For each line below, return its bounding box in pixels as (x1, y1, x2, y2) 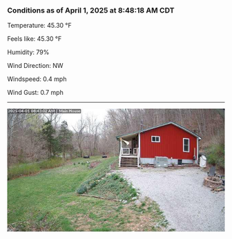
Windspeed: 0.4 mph (7, 75, 67, 83)
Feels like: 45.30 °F (7, 35, 62, 43)
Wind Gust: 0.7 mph (7, 89, 64, 97)
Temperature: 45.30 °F (7, 21, 72, 30)
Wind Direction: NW (7, 62, 64, 70)
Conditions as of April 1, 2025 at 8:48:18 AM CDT (7, 6, 175, 15)
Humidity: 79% (7, 48, 50, 57)
